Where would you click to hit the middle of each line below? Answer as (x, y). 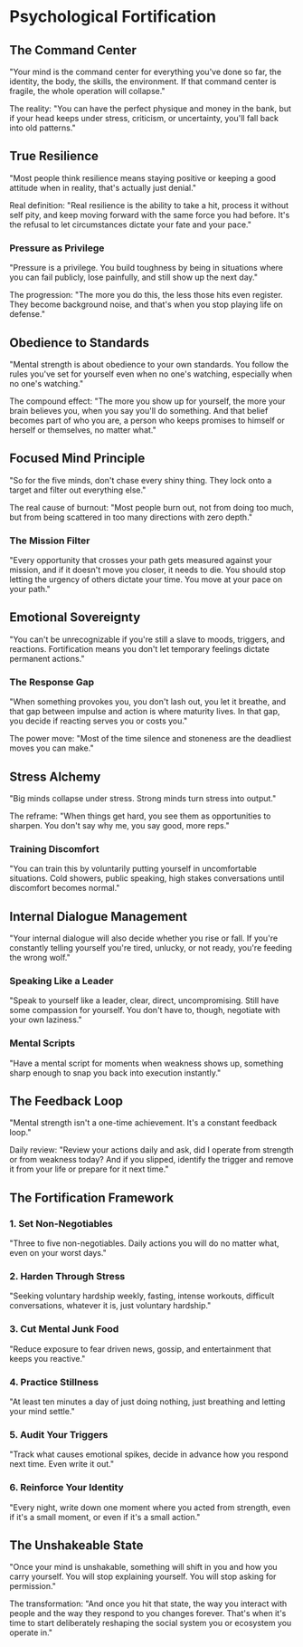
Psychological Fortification (113, 17)
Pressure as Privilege (57, 248)
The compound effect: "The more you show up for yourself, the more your (147, 401)
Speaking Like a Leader (62, 981)
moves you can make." (52, 748)
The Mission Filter (50, 541)
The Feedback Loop (66, 1101)
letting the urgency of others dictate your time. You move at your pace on (146, 579)
